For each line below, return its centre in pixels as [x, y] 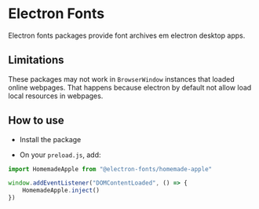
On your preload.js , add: [60, 155]
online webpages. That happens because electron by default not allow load [130, 87]
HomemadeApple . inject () [61, 191]
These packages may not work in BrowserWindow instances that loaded [122, 79]
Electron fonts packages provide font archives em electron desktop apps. [127, 35]
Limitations [36, 60]
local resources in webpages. [56, 96]
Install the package [50, 139]
